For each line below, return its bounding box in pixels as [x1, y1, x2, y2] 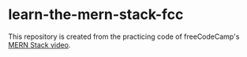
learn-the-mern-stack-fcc [8, 6, 184, 24]
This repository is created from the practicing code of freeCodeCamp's [8, 32, 240, 41]
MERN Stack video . [8, 40, 71, 49]
